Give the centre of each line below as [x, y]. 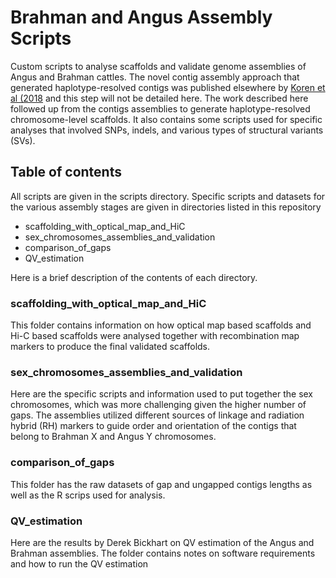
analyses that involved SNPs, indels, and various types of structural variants [167, 130]
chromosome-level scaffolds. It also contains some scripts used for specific [166, 119]
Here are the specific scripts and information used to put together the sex [162, 394]
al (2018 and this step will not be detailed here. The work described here [159, 98]
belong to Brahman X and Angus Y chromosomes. [113, 437]
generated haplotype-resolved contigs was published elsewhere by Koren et [168, 87]
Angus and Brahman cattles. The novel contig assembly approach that [155, 77]
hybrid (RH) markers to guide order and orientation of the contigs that [153, 426]
